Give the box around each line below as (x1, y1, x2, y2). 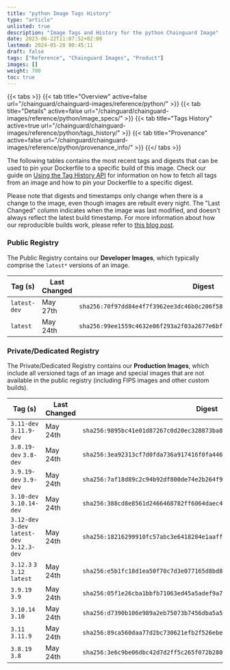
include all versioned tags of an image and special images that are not (7, 369, 205, 377)
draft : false (7, 49, 44, 55)
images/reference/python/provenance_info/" (7, 143, 133, 151)
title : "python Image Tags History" (7, 10, 112, 17)
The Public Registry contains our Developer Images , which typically (7, 253, 200, 262)
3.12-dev (10, 515, 39, 523)
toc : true (7, 73, 36, 81)
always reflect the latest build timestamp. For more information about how (7, 214, 216, 222)
